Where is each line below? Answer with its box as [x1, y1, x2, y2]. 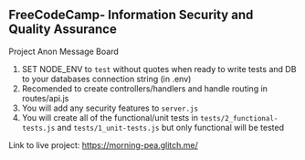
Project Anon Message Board [8, 46, 120, 57]
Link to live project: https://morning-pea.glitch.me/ [8, 139, 198, 150]
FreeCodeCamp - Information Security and [8, 7, 254, 23]
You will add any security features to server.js [21, 102, 198, 113]
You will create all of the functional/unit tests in [21, 112, 198, 123]
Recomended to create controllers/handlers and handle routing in [21, 82, 268, 94]
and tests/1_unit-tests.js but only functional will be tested [57, 122, 285, 133]
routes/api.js [21, 92, 69, 103]
